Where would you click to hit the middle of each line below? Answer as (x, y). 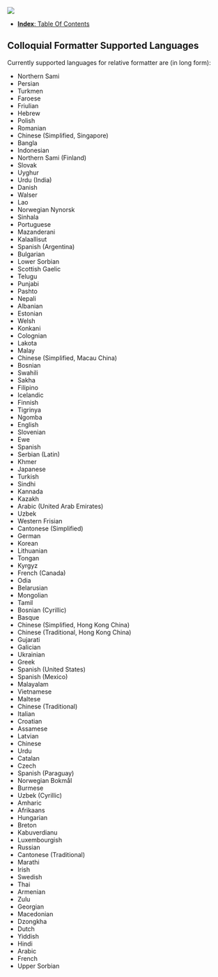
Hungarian (32, 817)
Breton (27, 825)
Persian (28, 83)
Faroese (29, 98)
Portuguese (34, 224)
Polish (26, 120)
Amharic (29, 803)
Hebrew (29, 113)
